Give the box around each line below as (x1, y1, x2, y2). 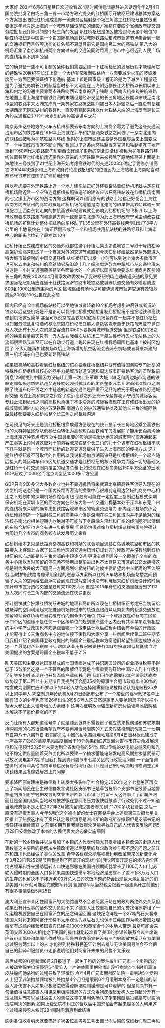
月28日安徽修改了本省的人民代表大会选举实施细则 (5, 828, 106, 834)
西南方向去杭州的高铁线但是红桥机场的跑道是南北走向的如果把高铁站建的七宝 (5, 202, 160, 207)
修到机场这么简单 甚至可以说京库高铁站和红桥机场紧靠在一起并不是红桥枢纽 (5, 315, 157, 321)
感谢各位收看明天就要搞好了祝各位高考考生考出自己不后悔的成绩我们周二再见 (5, 1018, 160, 1024)
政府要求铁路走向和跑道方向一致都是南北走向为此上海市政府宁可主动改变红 (9, 214, 160, 220)
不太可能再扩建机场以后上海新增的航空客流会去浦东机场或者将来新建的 (14, 346, 157, 351)
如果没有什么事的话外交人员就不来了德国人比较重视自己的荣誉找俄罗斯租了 (5, 905, 156, 911)
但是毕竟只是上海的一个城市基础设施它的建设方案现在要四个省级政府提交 (9, 23, 156, 29)
